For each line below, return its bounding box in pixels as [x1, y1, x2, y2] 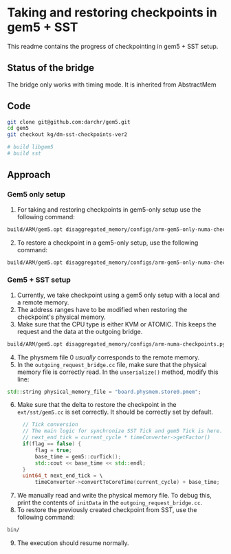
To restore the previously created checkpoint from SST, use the [16, 506, 197, 514]
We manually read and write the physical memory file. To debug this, [16, 491, 212, 500]
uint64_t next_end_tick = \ [22, 472, 103, 479]
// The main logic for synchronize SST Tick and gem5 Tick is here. [22, 428, 223, 434]
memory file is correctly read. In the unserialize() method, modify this [16, 368, 219, 376]
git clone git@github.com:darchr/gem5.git [7, 118, 131, 125]
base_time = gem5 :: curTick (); [34, 453, 122, 460]
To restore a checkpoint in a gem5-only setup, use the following [16, 239, 199, 247]
